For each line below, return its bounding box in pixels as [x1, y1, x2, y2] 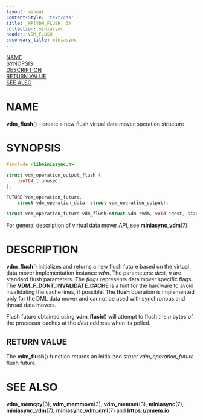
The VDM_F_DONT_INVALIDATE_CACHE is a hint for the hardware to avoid [6, 282, 194, 289]
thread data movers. [6, 301, 57, 308]
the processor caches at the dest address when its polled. [6, 319, 151, 326]
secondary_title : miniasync [6, 37, 77, 43]
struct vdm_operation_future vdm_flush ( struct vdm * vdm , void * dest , [6, 211, 185, 217]
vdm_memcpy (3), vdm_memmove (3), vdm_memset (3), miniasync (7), [6, 400, 184, 407]
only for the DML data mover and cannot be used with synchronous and [6, 294, 185, 302]
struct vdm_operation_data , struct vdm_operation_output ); [17, 200, 169, 206]
